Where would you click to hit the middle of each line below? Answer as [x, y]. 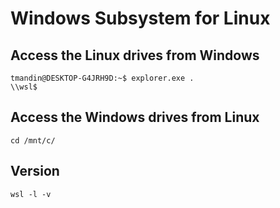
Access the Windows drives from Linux [135, 117]
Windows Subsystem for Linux [140, 18]
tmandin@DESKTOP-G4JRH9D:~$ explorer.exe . [102, 78]
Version [35, 171]
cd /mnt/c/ [33, 140]
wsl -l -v [31, 194]
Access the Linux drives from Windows [135, 55]
